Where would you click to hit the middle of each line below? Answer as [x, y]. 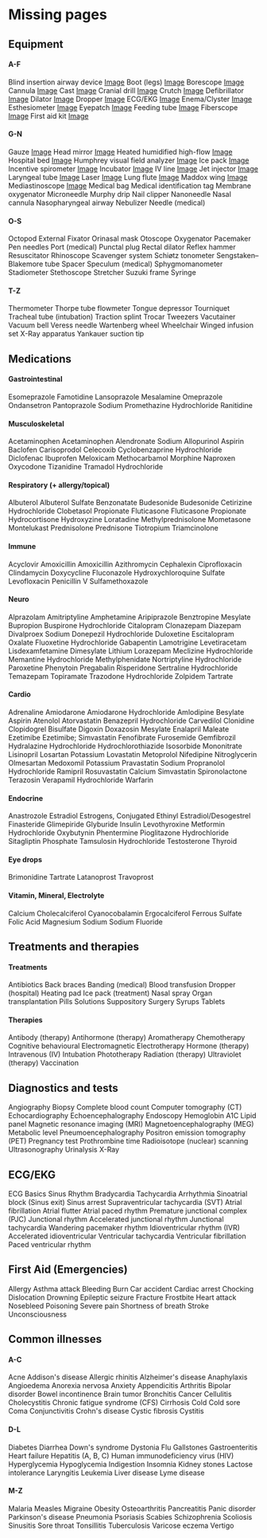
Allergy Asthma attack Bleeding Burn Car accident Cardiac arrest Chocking [131, 1289]
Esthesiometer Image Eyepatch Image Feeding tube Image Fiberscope [123, 107]
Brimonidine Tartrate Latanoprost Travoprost [81, 877]
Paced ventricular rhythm [50, 1245]
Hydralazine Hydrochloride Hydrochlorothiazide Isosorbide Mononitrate [125, 746]
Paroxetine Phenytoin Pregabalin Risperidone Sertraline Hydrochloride [123, 668]
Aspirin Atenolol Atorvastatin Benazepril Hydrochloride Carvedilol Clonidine [132, 720]
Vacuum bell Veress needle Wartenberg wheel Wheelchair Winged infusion [131, 325]
